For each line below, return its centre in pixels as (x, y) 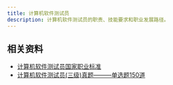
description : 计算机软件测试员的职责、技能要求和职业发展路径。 (88, 20)
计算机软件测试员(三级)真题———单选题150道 (81, 75)
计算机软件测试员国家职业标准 (59, 67)
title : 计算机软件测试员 (38, 13)
